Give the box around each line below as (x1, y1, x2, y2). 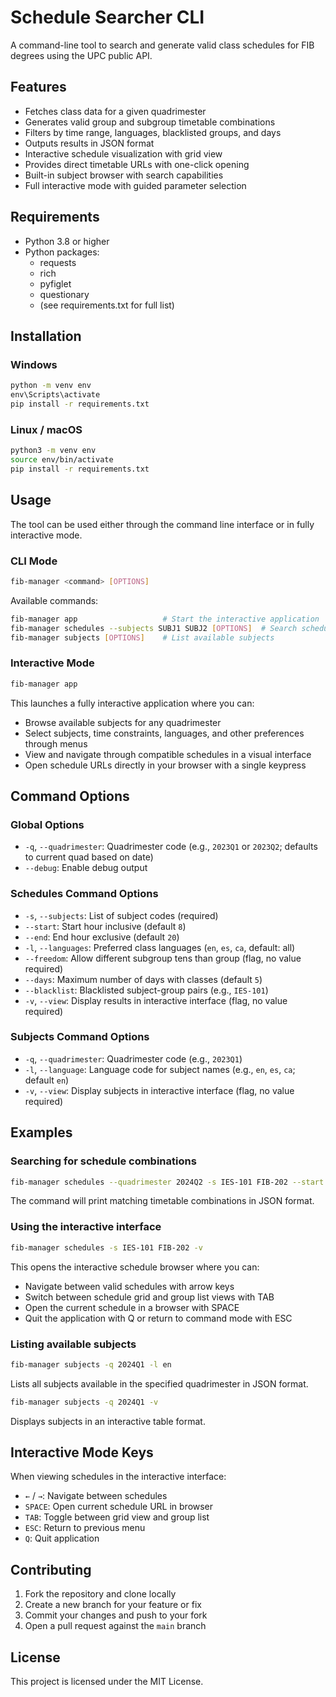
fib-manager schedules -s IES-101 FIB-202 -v (10, 1242, 203, 1253)
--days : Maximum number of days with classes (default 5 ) (24, 973, 263, 985)
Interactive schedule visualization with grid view (24, 147, 223, 160)
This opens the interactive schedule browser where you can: (10, 1261, 260, 1273)
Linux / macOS (10, 422, 83, 436)
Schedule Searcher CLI (10, 6, 205, 29)
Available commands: (10, 594, 99, 606)
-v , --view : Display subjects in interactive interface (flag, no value (24, 1084, 295, 1096)
